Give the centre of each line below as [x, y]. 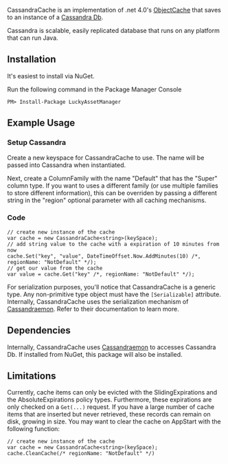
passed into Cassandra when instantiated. [67, 165]
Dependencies [39, 330]
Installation [32, 59]
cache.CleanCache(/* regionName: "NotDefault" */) [81, 454]
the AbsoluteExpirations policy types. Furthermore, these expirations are [110, 400]
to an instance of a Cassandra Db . [55, 17]
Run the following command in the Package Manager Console [94, 89]
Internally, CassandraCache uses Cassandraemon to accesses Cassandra [112, 347]
